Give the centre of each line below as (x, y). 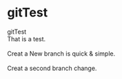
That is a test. (27, 38)
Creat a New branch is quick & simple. (61, 54)
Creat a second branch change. (52, 68)
